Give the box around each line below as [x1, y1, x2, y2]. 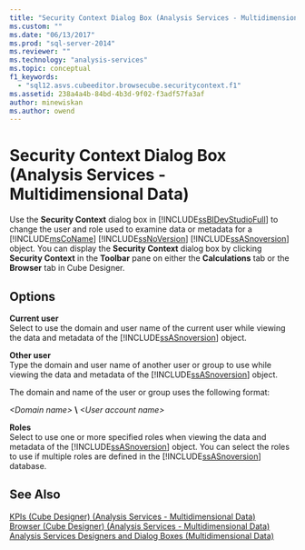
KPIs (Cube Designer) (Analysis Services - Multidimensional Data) [9, 511, 256, 522]
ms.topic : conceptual [9, 65, 92, 74]
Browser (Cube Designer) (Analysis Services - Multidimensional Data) [9, 520, 271, 532]
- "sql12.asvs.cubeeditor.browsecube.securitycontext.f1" [17, 81, 242, 90]
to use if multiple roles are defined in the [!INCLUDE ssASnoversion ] [9, 451, 261, 462]
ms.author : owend [9, 106, 75, 115]
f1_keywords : [9, 73, 59, 82]
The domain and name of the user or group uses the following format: [9, 387, 271, 397]
